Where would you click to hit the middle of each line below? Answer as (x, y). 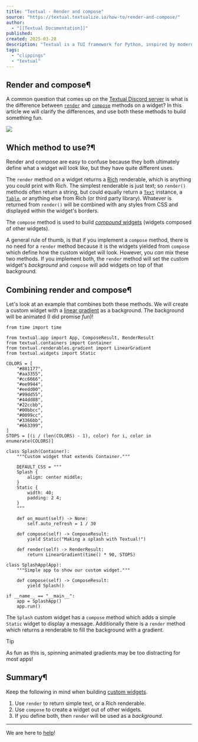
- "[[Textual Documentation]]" (50, 28)
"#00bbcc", (30, 410)
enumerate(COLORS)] (30, 441)
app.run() (29, 606)
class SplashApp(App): (34, 565)
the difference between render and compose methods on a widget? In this (94, 105)
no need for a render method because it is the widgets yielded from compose (98, 246)
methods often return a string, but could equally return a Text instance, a (94, 192)
